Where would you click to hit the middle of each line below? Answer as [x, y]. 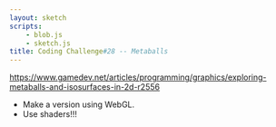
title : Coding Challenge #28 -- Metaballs [89, 52]
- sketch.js [48, 43]
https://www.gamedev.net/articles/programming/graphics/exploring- [138, 77]
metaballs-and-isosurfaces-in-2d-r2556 [85, 87]
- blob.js [44, 34]
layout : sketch [38, 18]
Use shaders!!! [49, 114]
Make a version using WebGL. [79, 104]
